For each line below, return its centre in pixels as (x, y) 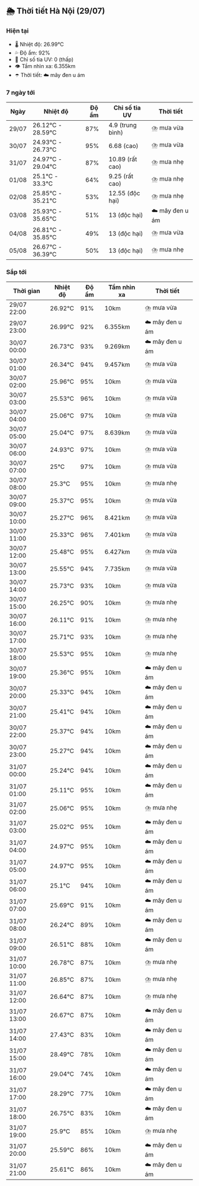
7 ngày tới (21, 92)
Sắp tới (16, 272)
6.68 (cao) (123, 146)
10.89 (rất (123, 159)
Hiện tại (17, 31)
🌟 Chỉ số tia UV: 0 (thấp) (44, 59)
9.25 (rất (121, 176)
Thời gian (26, 291)
